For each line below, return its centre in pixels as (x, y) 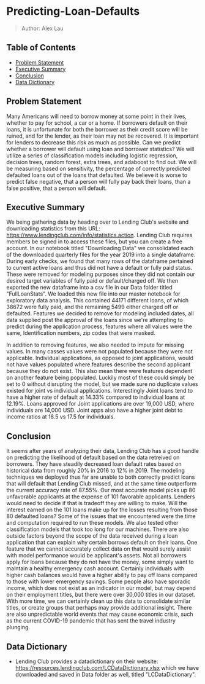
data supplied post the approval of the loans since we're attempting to (95, 320)
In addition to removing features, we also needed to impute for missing (95, 345)
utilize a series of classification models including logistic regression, (92, 155)
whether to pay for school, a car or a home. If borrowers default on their (97, 123)
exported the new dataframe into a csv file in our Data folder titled (89, 288)
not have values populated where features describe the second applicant (99, 364)
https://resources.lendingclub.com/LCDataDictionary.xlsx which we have (107, 668)
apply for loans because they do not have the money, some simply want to (100, 562)
